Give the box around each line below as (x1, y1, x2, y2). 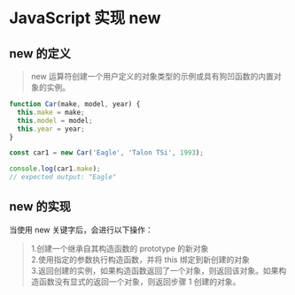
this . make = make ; (17, 108, 86, 117)
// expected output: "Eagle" (9, 173, 117, 182)
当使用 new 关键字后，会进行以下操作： (9, 224, 153, 235)
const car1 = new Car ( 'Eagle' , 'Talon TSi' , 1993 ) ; (9, 148, 204, 157)
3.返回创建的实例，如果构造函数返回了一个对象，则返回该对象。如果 (30, 265, 279, 276)
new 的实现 (9, 200, 72, 215)
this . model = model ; (17, 116, 93, 125)
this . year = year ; (17, 125, 86, 133)
